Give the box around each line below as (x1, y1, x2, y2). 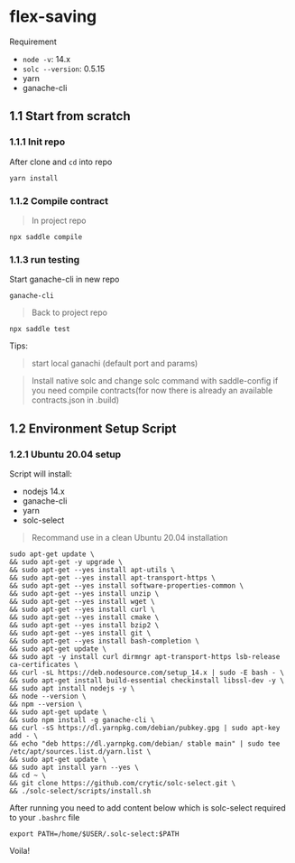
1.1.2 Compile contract (9, 194, 108, 207)
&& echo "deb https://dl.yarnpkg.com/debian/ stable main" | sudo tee (9, 738, 281, 748)
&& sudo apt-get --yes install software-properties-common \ (9, 580, 244, 590)
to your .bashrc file (9, 812, 80, 822)
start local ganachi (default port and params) (31, 358, 198, 369)
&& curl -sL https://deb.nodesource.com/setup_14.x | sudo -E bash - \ (9, 668, 284, 677)
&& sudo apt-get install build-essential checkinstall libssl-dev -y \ (9, 675, 284, 685)
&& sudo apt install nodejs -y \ (9, 683, 135, 692)
